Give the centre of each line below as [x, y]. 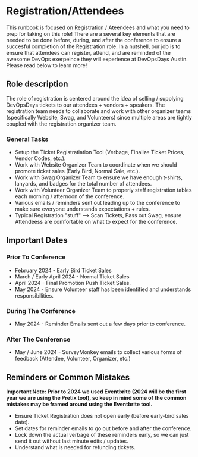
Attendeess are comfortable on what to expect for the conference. [96, 222]
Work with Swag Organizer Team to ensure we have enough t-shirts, [98, 177]
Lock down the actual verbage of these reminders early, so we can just [102, 435]
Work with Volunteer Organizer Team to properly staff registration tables [103, 190]
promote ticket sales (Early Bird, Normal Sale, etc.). [77, 171]
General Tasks [27, 139]
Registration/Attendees [65, 11]
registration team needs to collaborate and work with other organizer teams [99, 111]
